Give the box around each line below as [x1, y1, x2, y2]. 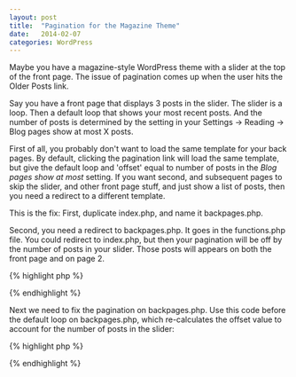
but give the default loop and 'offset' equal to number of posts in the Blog [9, 162, 277, 173]
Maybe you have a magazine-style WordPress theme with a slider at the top [9, 62, 286, 73]
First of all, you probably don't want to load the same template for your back [9, 144, 287, 154]
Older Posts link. [9, 81, 69, 91]
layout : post [9, 12, 58, 22]
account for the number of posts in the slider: [9, 324, 175, 334]
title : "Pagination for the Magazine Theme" [9, 21, 180, 30]
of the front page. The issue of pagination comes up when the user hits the [9, 72, 284, 82]
